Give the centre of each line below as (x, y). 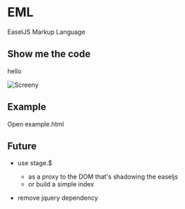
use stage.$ (35, 163)
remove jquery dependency (58, 198)
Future (22, 146)
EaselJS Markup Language (47, 32)
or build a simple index (61, 184)
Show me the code (49, 54)
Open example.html (36, 124)
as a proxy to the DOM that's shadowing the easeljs (103, 177)
